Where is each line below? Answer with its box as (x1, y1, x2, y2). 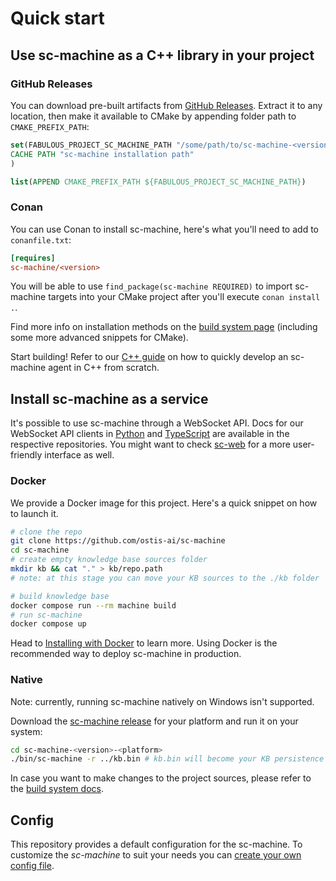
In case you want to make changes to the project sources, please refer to (10, 772, 312, 784)
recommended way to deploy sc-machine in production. (10, 648, 242, 660)
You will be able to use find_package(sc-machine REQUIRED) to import (10, 280, 293, 292)
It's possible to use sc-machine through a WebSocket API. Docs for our (10, 417, 304, 429)
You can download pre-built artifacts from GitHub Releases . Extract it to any (10, 99, 323, 111)
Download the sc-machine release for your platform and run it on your (10, 715, 299, 727)
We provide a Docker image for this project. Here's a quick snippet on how (10, 497, 318, 509)
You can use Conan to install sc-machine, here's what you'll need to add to (10, 223, 319, 235)
